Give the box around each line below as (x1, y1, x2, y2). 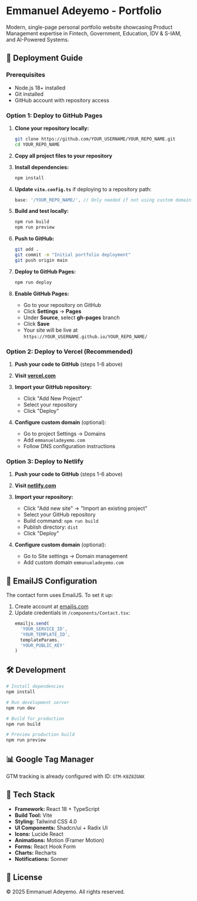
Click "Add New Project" (23, 395, 83, 402)
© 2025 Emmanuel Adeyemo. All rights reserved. (6, 888, 125, 895)
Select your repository (23, 401, 78, 408)
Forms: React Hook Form (14, 843, 76, 850)
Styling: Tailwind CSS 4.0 (14, 817, 78, 825)
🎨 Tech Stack (6, 790, 55, 800)
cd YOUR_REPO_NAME (14, 141, 60, 148)
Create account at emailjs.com (14, 603, 89, 610)
